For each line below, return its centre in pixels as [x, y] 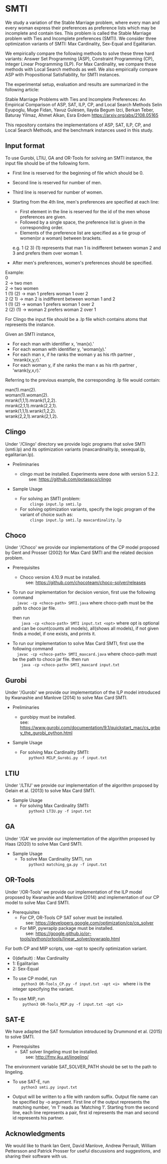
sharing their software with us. [36, 1157]
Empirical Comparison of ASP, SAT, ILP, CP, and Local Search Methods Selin [83, 104]
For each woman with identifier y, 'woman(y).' [59, 349]
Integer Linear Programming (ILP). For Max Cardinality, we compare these [81, 64]
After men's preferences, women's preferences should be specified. [83, 263]
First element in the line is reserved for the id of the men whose [85, 211]
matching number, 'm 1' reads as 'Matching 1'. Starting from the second [85, 1107]
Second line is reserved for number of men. [57, 182]
